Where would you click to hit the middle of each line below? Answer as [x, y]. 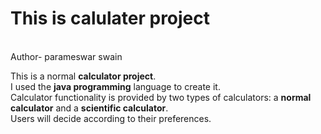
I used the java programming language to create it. [115, 86]
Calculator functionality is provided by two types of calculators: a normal [161, 97]
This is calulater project [110, 18]
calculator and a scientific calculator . [89, 108]
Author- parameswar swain [66, 56]
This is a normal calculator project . [83, 76]
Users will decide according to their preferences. [111, 118]
